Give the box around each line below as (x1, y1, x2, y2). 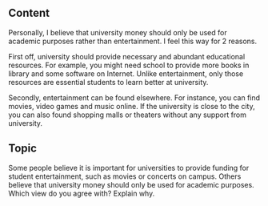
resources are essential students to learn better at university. (8, 77, 209, 87)
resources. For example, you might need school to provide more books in (8, 60, 250, 70)
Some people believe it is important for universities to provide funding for (8, 163, 250, 172)
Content (8, 6, 50, 20)
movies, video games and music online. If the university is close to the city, (8, 101, 255, 111)
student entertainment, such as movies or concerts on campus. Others (8, 172, 242, 181)
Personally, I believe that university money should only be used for (8, 27, 227, 37)
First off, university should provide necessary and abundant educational (8, 51, 246, 61)
